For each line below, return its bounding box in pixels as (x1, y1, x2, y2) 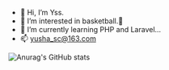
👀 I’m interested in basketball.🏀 (19, 16, 124, 26)
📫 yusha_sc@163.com (19, 34, 97, 43)
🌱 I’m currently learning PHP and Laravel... (19, 25, 162, 34)
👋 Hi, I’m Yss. (19, 8, 65, 17)
